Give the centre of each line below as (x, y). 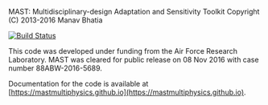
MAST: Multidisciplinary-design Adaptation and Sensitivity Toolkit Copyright (134, 12)
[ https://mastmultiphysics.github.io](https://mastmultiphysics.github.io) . (128, 92)
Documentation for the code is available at (78, 84)
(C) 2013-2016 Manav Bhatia (56, 20)
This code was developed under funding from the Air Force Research (123, 51)
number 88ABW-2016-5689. (56, 68)
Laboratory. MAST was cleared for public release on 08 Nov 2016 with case (134, 60)
